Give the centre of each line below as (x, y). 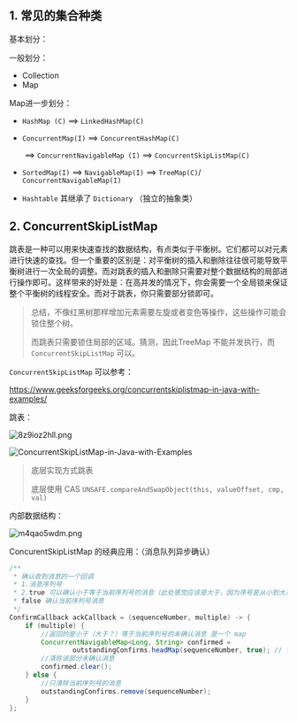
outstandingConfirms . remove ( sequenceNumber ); (126, 691)
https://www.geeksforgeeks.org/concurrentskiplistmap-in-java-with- (134, 389)
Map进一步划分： (41, 103)
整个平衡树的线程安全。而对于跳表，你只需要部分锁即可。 (114, 293)
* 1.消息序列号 (38, 585)
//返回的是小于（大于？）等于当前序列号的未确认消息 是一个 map (144, 634)
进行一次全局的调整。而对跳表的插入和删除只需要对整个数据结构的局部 (152, 271)
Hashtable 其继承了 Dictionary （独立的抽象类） (109, 198)
